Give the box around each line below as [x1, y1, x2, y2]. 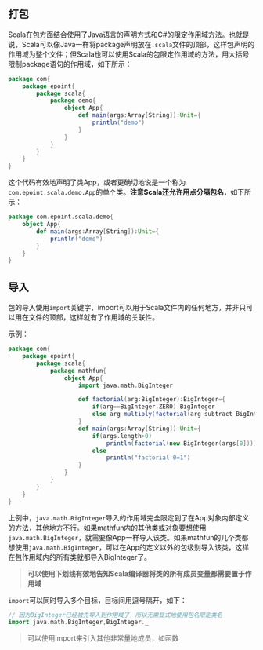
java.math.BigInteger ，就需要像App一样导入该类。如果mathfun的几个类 [8, 532, 242, 542]
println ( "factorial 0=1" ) [106, 454, 191, 462]
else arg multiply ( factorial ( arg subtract [92, 411, 233, 418]
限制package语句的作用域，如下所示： [8, 59, 132, 68]
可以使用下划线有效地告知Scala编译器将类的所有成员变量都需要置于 [27, 568, 245, 579]
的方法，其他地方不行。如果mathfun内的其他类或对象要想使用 [8, 523, 207, 532]
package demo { [49, 97, 96, 104]
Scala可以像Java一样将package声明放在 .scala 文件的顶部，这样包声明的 [21, 39, 255, 49]
